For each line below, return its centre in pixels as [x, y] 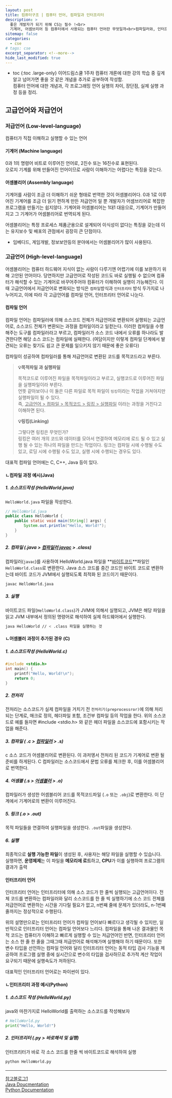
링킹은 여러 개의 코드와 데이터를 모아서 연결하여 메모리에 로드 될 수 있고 [89, 438]
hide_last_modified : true [33, 58]
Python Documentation [30, 1090]
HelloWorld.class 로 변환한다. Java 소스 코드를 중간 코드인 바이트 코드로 [78, 567]
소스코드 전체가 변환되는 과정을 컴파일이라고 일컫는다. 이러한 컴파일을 [85, 326]
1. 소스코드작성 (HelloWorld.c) [36, 651]
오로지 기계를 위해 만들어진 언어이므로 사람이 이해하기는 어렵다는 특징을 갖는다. [84, 169]
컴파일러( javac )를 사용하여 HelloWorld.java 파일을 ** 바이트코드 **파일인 [78, 561]
